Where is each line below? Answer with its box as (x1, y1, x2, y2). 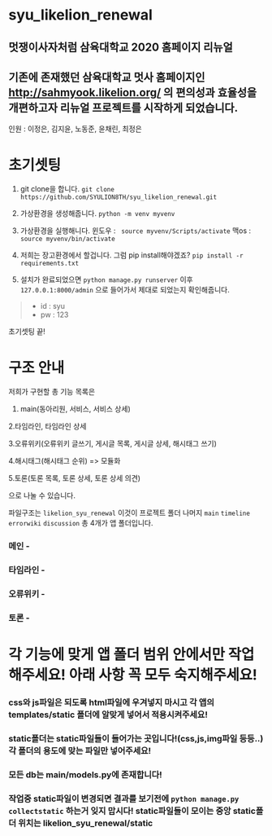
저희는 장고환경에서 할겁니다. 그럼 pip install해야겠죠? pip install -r (19, 250, 244, 260)
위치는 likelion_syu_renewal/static (17, 817, 153, 829)
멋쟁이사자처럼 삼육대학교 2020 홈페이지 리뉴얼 (8, 40, 233, 54)
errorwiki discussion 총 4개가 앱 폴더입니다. (8, 518, 153, 528)
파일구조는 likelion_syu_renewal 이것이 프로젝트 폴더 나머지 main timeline (8, 508, 250, 518)
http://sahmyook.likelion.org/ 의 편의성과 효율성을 (8, 86, 257, 99)
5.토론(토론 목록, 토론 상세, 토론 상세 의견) (8, 473, 140, 483)
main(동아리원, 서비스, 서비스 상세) (19, 404, 132, 414)
